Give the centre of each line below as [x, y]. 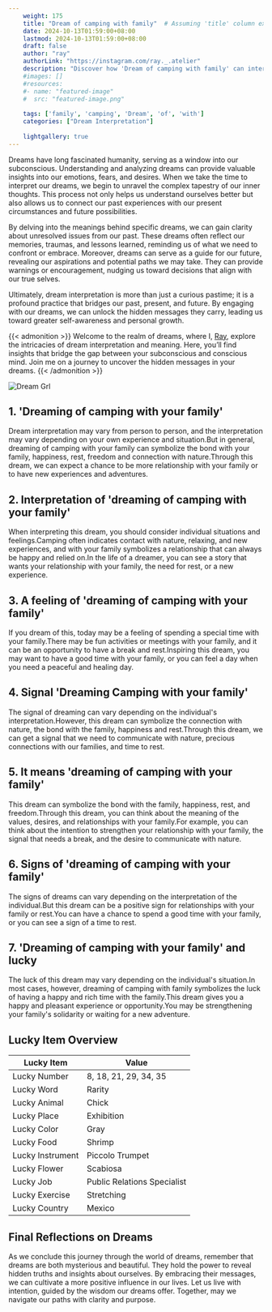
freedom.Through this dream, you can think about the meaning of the [124, 812]
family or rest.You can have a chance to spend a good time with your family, [135, 914]
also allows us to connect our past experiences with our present [115, 203]
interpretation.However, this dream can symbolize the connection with [125, 720]
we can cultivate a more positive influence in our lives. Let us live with [125, 1282]
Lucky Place [36, 1116]
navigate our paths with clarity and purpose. [82, 1299]
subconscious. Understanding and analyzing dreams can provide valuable [132, 168]
